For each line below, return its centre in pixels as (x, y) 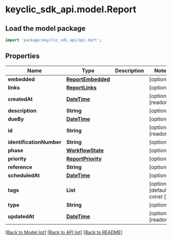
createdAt (20, 99)
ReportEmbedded (88, 79)
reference (20, 167)
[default (159, 190)
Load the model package (46, 28)
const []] (160, 196)
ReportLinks (81, 87)
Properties (23, 56)
